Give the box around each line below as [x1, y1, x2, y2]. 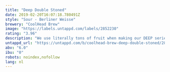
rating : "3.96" [5, 31, 37, 36]
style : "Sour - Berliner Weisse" [5, 17, 76, 22]
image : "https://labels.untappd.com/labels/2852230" [5, 26, 119, 31]
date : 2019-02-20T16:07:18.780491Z [5, 12, 80, 17]
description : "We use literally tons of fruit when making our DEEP [5, 36, 153, 41]
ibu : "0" [5, 50, 24, 55]
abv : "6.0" [5, 45, 28, 50]
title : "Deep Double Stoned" [5, 7, 67, 13]
